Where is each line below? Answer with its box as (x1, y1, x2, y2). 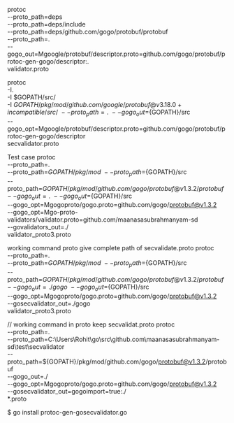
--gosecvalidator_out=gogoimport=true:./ (7, 387, 127, 395)
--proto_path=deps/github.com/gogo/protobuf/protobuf (7, 27, 168, 36)
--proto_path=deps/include (7, 20, 86, 28)
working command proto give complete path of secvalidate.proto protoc (7, 244, 214, 252)
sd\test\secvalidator (7, 342, 65, 351)
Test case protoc (7, 152, 56, 161)
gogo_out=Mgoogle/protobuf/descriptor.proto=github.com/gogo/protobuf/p (7, 50, 226, 58)
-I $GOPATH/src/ (7, 93, 56, 101)
